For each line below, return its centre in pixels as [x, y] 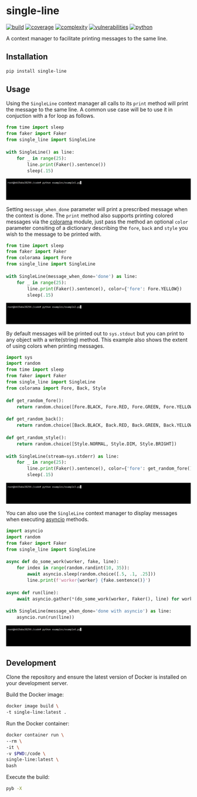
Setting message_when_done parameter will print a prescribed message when [97, 209]
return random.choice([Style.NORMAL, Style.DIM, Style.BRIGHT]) [97, 444]
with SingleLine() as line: [40, 152]
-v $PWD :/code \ [26, 754]
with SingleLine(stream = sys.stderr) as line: [62, 456]
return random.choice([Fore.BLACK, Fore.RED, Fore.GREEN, [89, 407]
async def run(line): [33, 593]
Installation [27, 57]
